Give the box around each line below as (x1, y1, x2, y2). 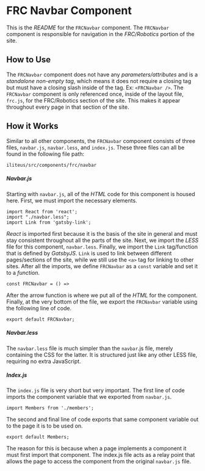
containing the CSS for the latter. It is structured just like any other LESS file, (6, 351, 198, 358)
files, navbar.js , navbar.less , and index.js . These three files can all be (6, 144, 185, 151)
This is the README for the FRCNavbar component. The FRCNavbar (6, 24, 170, 31)
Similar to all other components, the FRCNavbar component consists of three (6, 137, 196, 144)
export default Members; (6, 434, 70, 440)
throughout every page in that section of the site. (6, 103, 129, 111)
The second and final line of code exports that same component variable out (6, 416, 199, 423)
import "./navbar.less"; (6, 214, 70, 220)
